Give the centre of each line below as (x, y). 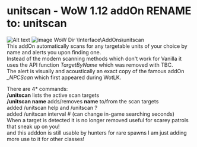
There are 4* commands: (37, 89)
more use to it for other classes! (46, 139)
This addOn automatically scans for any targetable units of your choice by (97, 46)
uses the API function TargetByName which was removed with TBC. (90, 65)
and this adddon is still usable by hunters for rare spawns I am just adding (97, 133)
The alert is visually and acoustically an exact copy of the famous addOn (96, 71)
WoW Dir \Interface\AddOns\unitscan (99, 40)
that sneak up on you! (33, 126)
